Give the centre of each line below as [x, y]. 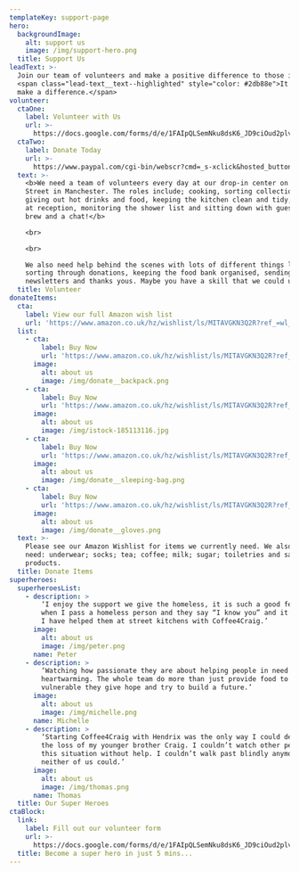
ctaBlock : [28, 812]
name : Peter [55, 654]
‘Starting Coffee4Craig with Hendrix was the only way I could [161, 737]
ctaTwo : [32, 142]
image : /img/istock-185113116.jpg [105, 431]
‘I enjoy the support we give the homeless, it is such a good [161, 605]
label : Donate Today [63, 150]
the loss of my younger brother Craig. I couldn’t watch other [161, 745]
